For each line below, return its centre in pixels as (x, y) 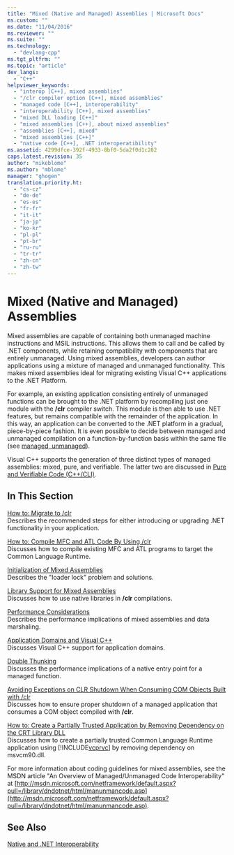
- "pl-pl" (28, 235)
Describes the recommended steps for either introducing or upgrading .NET (116, 520)
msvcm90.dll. (27, 754)
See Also (27, 827)
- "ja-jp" (28, 221)
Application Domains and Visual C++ (60, 640)
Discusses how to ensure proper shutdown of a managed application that (112, 704)
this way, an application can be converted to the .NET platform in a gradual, (115, 423)
